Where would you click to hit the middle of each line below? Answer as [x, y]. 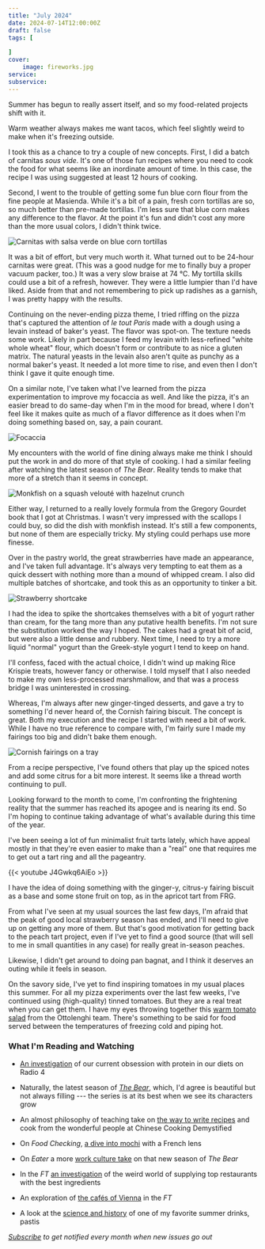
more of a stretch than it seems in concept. [78, 478]
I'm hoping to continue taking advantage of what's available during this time [132, 816]
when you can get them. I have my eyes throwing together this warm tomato [132, 1009]
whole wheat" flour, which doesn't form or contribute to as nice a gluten [125, 347]
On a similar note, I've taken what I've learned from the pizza [107, 388]
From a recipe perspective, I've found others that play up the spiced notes [129, 767]
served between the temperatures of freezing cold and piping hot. [116, 1026]
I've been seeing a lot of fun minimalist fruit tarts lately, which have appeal [129, 840]
